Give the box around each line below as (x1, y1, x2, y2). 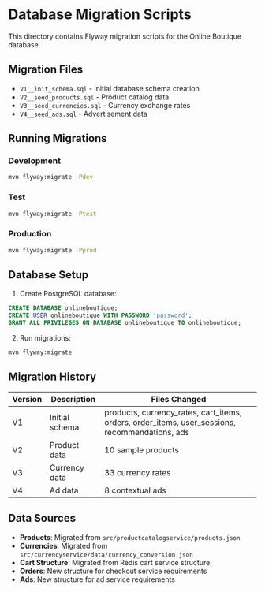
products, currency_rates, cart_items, (104, 407, 242, 418)
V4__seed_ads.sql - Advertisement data (19, 109, 147, 118)
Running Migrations (8, 132, 108, 145)
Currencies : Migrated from (19, 541, 108, 550)
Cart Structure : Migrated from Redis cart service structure (19, 557, 211, 567)
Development (8, 155, 62, 166)
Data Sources (8, 512, 77, 525)
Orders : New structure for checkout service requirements (19, 566, 207, 575)
